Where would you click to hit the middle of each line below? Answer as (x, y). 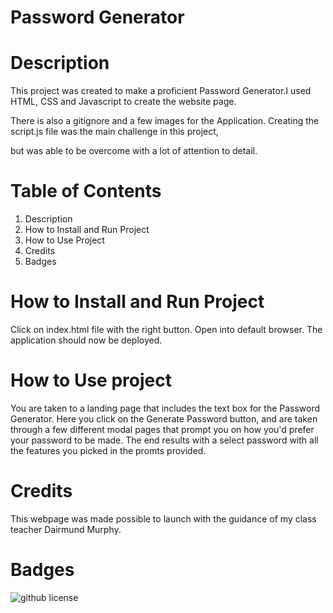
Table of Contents (86, 191)
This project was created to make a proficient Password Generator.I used (161, 91)
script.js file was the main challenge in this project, (114, 132)
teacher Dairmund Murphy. (66, 529)
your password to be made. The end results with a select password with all (164, 440)
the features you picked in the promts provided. (108, 450)
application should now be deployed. (86, 340)
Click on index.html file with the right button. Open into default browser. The (166, 329)
